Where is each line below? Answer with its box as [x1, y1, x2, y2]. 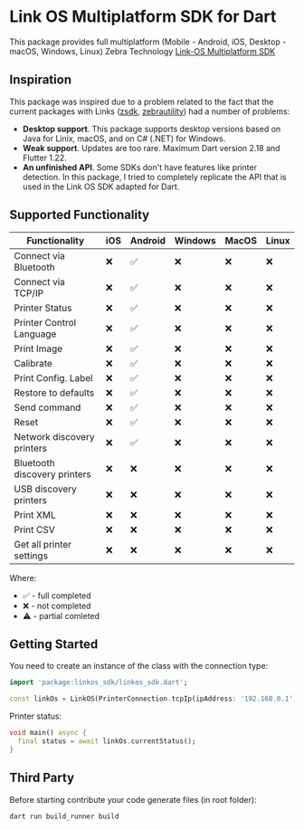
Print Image [14, 342, 63, 355]
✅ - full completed [22, 590, 92, 601]
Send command [14, 401, 81, 414]
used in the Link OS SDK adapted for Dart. [22, 181, 180, 192]
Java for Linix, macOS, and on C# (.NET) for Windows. [22, 133, 226, 144]
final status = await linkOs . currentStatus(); [17, 737, 196, 746]
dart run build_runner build [9, 812, 119, 821]
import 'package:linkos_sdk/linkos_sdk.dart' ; [9, 678, 188, 687]
